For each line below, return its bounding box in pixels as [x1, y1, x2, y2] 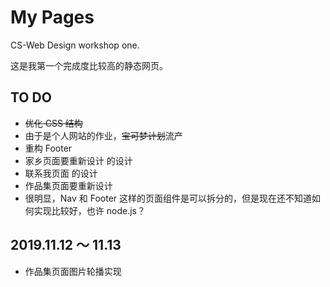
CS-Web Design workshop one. [10, 39, 140, 51]
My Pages [10, 6, 95, 29]
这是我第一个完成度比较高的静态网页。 [10, 59, 168, 71]
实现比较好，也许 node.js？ [33, 204, 146, 216]
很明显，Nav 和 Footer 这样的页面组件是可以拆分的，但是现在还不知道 [24, 192, 313, 204]
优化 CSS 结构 [24, 117, 83, 129]
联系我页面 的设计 [24, 167, 98, 179]
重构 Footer [24, 142, 73, 154]
